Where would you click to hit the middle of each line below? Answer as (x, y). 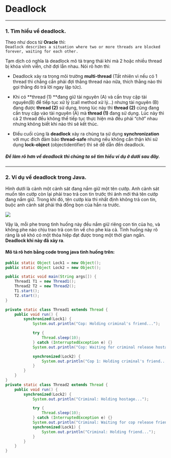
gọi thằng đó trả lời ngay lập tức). (47, 87)
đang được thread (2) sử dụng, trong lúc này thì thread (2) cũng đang (86, 108)
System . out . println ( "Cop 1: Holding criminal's (93, 361)
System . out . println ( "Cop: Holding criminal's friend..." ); (96, 324)
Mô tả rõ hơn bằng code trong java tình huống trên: (60, 252)
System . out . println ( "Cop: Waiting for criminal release (93, 347)
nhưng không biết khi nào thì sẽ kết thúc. (55, 124)
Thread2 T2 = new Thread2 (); (45, 286)
